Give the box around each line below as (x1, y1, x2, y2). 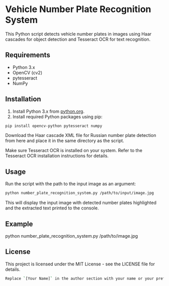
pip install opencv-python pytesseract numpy (5, 123, 102, 128)
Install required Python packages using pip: (12, 113, 103, 119)
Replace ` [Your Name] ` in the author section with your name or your (5, 276, 154, 281)
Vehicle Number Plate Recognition (5, 4, 151, 15)
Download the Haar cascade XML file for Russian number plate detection (5, 132, 156, 138)
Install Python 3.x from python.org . (12, 108, 84, 114)
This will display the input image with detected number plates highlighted (5, 200, 157, 206)
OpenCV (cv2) (12, 69, 43, 76)
